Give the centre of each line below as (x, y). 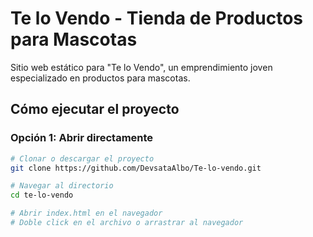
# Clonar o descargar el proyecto (82, 158)
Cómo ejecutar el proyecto (95, 109)
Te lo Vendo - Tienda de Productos (157, 18)
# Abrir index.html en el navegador (86, 213)
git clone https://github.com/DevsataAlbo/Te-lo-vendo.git (136, 168)
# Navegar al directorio (62, 186)
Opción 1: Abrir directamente (82, 138)
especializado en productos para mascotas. (100, 78)
